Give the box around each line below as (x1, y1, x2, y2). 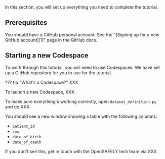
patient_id (12, 124, 35, 129)
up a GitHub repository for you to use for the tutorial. (5, 69, 112, 76)
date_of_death (12, 140, 41, 145)
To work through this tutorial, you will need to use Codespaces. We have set (5, 64, 160, 70)
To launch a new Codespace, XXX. (5, 89, 76, 95)
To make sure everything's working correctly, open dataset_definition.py (5, 99, 157, 105)
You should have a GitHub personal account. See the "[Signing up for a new (5, 32, 160, 38)
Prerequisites (5, 18, 47, 27)
